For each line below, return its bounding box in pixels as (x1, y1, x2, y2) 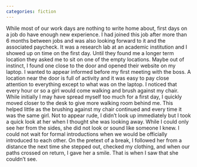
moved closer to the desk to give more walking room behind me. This (6, 99, 174, 106)
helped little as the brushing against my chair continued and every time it (6, 105, 182, 113)
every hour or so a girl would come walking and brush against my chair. (6, 87, 179, 94)
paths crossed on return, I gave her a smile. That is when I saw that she (6, 149, 179, 156)
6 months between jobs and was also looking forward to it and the (6, 37, 166, 44)
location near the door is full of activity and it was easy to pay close (6, 74, 169, 81)
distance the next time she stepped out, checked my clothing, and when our (6, 143, 190, 150)
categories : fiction (6, 8, 57, 15)
